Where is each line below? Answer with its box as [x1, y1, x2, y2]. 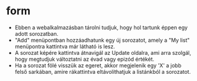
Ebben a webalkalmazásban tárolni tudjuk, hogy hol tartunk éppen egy [14, 24, 188, 31]
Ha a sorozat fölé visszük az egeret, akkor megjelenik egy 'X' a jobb [14, 61, 182, 69]
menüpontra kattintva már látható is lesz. [14, 43, 115, 50]
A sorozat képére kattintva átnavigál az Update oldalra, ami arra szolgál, [14, 49, 192, 56]
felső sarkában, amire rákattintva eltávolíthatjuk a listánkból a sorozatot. [14, 68, 191, 75]
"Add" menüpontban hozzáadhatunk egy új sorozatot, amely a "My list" [14, 36, 190, 43]
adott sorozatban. [14, 30, 58, 37]
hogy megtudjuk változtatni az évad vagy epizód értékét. [14, 55, 155, 63]
